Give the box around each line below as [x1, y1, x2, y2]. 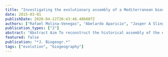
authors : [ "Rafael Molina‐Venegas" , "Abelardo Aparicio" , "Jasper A [5, 21, 151, 26]
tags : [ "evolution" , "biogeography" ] [5, 44, 84, 49]
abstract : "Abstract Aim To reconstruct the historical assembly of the [5, 30, 160, 35]
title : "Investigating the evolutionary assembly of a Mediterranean [5, 7, 153, 12]
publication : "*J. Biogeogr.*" [5, 40, 70, 45]
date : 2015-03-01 [5, 12, 41, 17]
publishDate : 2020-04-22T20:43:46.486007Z [5, 16, 95, 21]
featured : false [5, 35, 39, 40]
